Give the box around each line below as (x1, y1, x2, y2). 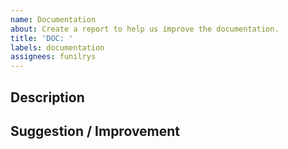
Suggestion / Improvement (10, 122, 181, 140)
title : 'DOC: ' (10, 33, 74, 43)
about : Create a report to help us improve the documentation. (10, 24, 280, 34)
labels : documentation (10, 42, 105, 53)
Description (10, 89, 85, 106)
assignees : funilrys (10, 52, 97, 62)
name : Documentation (10, 14, 97, 25)
